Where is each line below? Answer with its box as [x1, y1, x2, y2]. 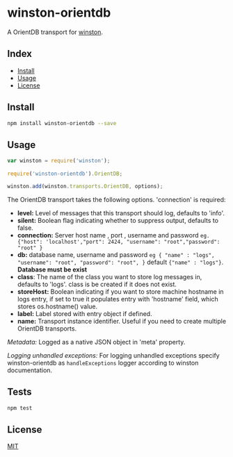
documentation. [7, 366, 53, 374]
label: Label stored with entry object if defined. [17, 309, 152, 317]
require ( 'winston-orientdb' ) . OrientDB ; [7, 170, 123, 177]
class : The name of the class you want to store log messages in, [17, 272, 202, 281]
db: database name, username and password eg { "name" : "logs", [17, 250, 215, 258]
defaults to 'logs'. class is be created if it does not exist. [17, 280, 177, 288]
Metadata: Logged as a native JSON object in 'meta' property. [7, 338, 186, 346]
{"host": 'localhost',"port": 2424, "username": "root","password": [17, 238, 220, 245]
